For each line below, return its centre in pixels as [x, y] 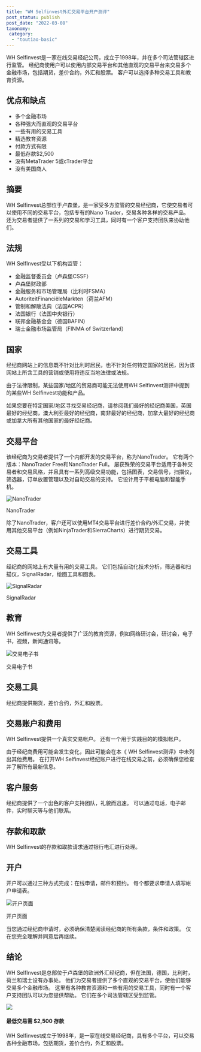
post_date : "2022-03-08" [37, 23]
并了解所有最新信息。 [32, 767]
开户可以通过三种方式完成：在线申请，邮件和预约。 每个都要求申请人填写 [96, 883]
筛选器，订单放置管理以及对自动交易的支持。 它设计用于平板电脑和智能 [93, 480]
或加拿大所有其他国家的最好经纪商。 [51, 421]
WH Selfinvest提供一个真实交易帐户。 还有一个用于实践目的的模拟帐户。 [95, 739]
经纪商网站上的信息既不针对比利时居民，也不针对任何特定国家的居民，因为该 [100, 365]
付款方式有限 [31, 146]
